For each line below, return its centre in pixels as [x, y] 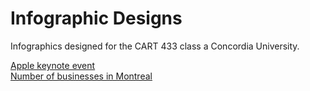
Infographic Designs [96, 18]
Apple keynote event [53, 65]
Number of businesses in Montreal [81, 76]
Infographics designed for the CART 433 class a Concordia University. [155, 46]
